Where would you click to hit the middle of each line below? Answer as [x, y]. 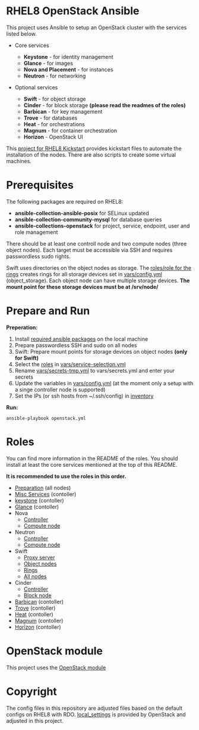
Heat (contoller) [34, 614]
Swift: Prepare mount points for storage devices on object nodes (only [101, 351]
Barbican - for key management [63, 111]
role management [36, 232]
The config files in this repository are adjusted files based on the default [94, 708]
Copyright [32, 691]
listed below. [22, 33]
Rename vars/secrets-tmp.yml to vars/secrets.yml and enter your [95, 370]
